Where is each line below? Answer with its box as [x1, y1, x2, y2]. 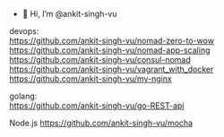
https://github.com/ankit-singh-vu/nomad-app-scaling [9, 45, 211, 56]
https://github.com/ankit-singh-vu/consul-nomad [9, 55, 191, 64]
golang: [9, 90, 38, 101]
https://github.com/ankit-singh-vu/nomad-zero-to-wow [9, 36, 215, 46]
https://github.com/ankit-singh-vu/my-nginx [9, 73, 172, 84]
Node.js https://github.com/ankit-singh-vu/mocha [9, 117, 194, 128]
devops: [9, 26, 39, 36]
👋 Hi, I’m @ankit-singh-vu [22, 9, 117, 19]
